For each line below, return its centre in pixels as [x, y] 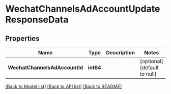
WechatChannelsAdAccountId [45, 68]
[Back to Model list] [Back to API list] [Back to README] [64, 86]
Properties [22, 38]
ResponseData [37, 20]
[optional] [152, 61]
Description [121, 53]
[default [149, 68]
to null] [148, 74]
